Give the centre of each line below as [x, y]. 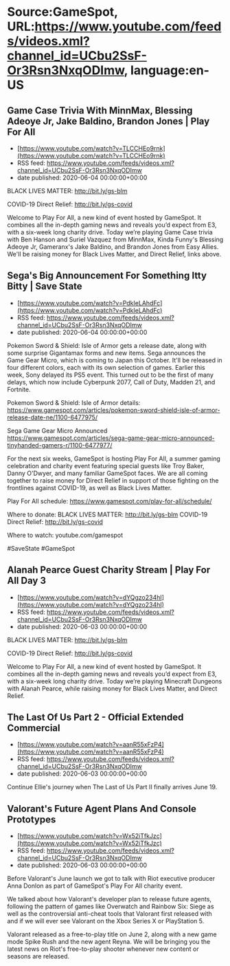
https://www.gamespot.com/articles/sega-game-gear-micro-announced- [111, 438]
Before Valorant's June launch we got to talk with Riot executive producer [111, 879]
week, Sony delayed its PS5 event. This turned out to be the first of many [111, 375]
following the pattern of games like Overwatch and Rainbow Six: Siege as [111, 907]
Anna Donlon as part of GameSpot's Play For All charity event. [95, 886]
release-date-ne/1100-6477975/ [53, 417]
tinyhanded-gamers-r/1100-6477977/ [60, 445]
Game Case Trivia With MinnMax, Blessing [100, 110]
